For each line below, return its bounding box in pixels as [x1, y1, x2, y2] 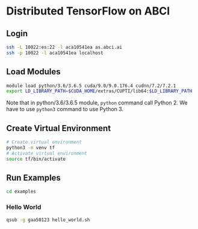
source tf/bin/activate [6, 156, 66, 162]
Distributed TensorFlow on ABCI [6, 4, 170, 18]
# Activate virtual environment [6, 150, 87, 156]
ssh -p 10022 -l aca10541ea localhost [6, 50, 104, 56]
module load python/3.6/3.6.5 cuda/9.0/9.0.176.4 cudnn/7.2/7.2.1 [6, 83, 176, 89]
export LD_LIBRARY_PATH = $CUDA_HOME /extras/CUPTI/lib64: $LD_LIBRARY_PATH [6, 88, 193, 94]
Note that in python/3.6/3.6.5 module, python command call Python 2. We [6, 99, 188, 106]
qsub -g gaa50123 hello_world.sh [6, 216, 90, 223]
